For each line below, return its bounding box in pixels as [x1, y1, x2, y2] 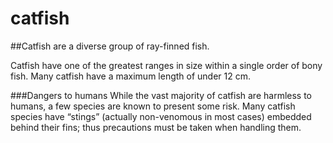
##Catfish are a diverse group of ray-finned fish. [10, 40, 210, 52]
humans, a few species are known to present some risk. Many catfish [10, 100, 296, 112]
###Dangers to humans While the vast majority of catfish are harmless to [10, 89, 313, 101]
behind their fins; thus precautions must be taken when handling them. [10, 121, 302, 133]
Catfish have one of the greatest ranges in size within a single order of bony [10, 59, 323, 71]
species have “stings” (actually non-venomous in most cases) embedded [10, 110, 312, 122]
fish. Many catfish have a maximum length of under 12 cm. [10, 70, 252, 82]
